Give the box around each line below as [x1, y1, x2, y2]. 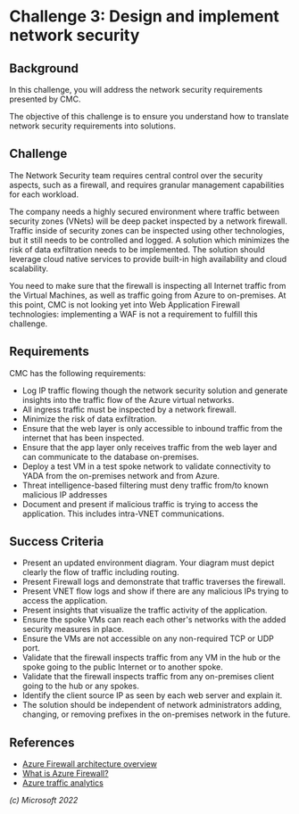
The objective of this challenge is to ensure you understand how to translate [9, 111, 289, 121]
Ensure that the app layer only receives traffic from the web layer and [21, 441, 278, 452]
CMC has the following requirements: [9, 367, 146, 378]
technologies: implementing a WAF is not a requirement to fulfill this [9, 308, 258, 319]
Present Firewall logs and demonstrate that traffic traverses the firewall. [21, 577, 286, 588]
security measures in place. [21, 624, 125, 635]
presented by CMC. [9, 94, 81, 104]
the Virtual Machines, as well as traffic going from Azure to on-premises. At [9, 290, 287, 300]
